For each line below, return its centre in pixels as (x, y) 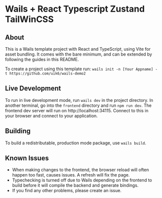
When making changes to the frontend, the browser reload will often (81, 170)
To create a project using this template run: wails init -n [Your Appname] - (81, 69)
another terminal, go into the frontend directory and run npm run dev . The (78, 105)
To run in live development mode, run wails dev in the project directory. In (79, 100)
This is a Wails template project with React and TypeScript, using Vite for (78, 49)
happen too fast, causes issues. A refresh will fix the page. (71, 175)
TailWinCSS (29, 19)
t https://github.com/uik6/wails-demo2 (45, 74)
